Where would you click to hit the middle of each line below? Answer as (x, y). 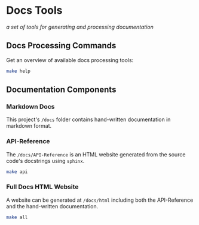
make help (19, 71)
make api (17, 172)
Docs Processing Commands (61, 46)
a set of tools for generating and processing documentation (80, 27)
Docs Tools (34, 10)
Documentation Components (61, 90)
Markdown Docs (30, 106)
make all (17, 217)
